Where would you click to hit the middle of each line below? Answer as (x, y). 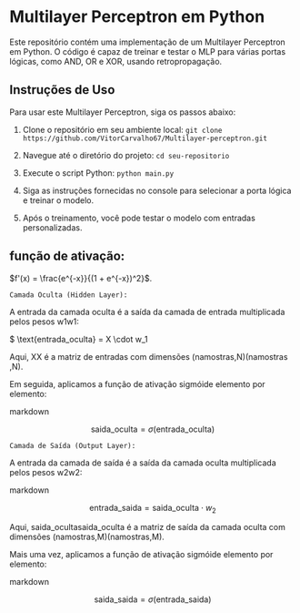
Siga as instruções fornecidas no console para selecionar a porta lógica (157, 190)
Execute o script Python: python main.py (98, 173)
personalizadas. (52, 227)
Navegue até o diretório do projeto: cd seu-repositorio (126, 155)
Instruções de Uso (62, 90)
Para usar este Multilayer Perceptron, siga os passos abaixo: (123, 112)
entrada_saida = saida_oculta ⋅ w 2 (153, 509)
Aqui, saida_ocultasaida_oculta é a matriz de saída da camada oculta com (148, 527)
